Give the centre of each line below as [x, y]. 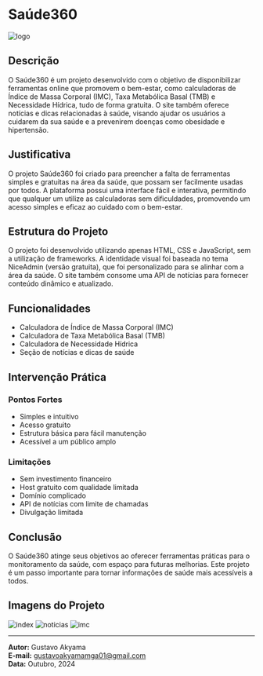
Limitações [30, 462]
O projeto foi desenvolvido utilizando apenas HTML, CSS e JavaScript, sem [130, 250]
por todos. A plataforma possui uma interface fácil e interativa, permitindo [127, 190]
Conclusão [35, 537]
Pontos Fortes [35, 400]
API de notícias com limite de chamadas [84, 504]
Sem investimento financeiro [65, 479]
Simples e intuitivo [49, 416]
